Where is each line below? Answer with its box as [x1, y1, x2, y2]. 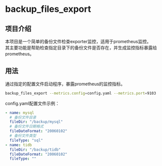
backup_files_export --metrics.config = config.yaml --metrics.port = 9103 [5, 91, 156, 96]
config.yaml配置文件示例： [5, 100, 60, 106]
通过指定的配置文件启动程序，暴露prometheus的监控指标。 [5, 81, 125, 87]
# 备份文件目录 [9, 115, 36, 120]
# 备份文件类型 [9, 133, 36, 138]
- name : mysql [5, 110, 35, 115]
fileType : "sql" [9, 138, 43, 143]
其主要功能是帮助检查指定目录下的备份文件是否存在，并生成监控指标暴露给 [5, 45, 157, 51]
